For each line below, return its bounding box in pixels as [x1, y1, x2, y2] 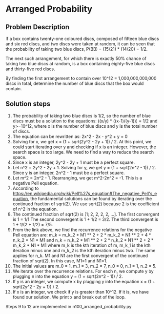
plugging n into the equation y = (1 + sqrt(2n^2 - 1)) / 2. [12, 273, 123, 279]
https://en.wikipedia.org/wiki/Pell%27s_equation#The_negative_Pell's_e [12, 190, 157, 196]
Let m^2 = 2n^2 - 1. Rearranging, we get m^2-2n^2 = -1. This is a [12, 175, 143, 181]
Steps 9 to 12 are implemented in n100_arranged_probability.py [5, 303, 132, 309]
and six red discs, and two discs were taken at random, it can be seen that [5, 41, 155, 47]
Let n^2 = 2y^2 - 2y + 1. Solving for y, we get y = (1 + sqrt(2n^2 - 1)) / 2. [12, 164, 156, 170]
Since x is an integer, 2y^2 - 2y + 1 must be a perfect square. [12, 159, 135, 165]
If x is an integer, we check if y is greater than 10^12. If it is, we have [12, 289, 149, 294]
